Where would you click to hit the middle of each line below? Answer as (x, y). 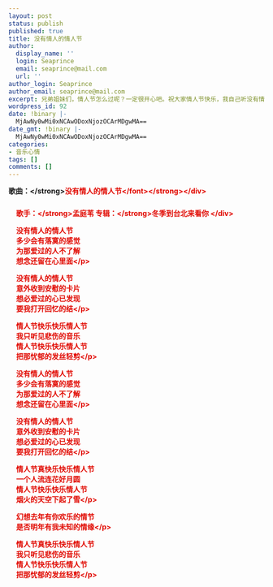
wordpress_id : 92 (38, 106)
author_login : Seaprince (50, 84)
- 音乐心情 (24, 152)
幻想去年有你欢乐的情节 (55, 517)
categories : (28, 144)
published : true (36, 31)
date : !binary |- (38, 114)
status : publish (36, 24)
